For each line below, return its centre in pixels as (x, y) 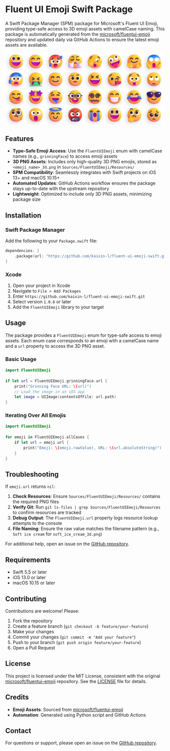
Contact (18, 731)
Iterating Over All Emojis (36, 415)
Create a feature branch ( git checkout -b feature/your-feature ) (80, 626)
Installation (23, 215)
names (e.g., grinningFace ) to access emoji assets (65, 156)
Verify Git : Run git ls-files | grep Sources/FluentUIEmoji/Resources (87, 507)
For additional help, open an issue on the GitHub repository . (67, 544)
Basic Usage (21, 359)
